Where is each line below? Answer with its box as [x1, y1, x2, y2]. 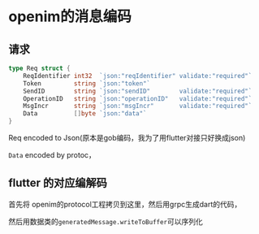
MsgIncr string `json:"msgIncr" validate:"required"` [23, 102, 253, 110]
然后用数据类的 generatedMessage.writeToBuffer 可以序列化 [8, 216, 203, 226]
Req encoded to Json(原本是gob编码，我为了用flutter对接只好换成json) [8, 133, 246, 142]
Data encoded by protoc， [8, 150, 96, 159]
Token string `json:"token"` [23, 79, 151, 88]
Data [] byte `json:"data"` [23, 110, 148, 118]
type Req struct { [8, 64, 71, 72]
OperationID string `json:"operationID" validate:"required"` [23, 94, 253, 102]
